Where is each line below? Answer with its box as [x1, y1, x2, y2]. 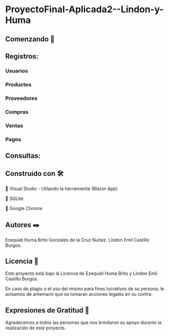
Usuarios [5, 67, 28, 74]
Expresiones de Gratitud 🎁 [5, 306, 90, 315]
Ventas [5, 122, 23, 129]
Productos [5, 81, 32, 88]
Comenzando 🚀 [5, 35, 55, 43]
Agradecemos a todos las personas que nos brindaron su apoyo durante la [5, 320, 161, 326]
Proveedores [5, 94, 38, 101]
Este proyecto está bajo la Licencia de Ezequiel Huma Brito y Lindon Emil [5, 270, 158, 276]
